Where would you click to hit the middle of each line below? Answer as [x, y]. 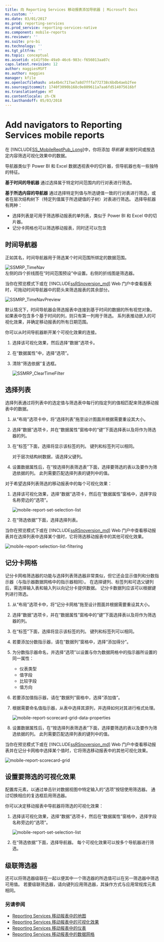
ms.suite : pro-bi [23, 42]
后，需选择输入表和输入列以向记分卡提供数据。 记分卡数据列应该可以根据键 [81, 588]
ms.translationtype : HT [29, 92]
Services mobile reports [55, 135]
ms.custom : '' [20, 14]
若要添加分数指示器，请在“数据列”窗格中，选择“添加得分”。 [72, 642]
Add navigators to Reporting [63, 125]
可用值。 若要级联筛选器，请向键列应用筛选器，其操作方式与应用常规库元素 [81, 884]
